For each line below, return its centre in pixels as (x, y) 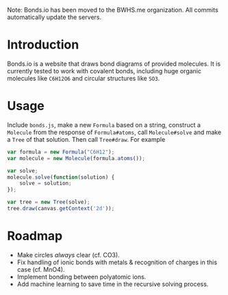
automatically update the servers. (54, 17)
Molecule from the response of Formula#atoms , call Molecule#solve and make (114, 132)
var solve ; (23, 170)
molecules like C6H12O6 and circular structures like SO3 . (84, 78)
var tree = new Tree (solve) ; (49, 202)
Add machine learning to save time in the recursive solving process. (113, 284)
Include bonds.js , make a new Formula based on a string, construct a (104, 125)
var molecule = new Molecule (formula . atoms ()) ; (76, 158)
